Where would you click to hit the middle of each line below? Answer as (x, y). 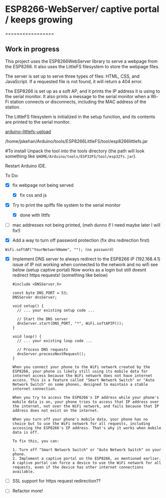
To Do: (12, 175)
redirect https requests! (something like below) (60, 275)
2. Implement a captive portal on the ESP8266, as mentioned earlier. (87, 459)
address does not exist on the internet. (55, 411)
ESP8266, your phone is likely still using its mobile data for (80, 372)
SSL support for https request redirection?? (56, 481)
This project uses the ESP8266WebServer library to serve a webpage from (81, 61)
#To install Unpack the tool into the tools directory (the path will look (75, 151)
